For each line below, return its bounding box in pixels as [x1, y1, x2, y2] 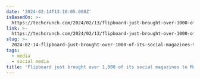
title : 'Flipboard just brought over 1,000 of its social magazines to [6, 64, 187, 70]
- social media [11, 58, 49, 64]
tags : [6, 48, 20, 53]
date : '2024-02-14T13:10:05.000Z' [6, 8, 92, 15]
